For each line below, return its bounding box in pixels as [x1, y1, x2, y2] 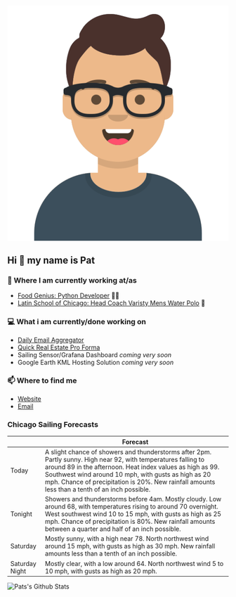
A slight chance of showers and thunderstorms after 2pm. [44, 447, 212, 456]
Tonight [10, 510, 33, 518]
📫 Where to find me [7, 375, 77, 385]
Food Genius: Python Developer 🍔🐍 [17, 291, 120, 300]
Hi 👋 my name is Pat [7, 254, 96, 266]
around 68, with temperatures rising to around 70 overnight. [44, 502, 219, 511]
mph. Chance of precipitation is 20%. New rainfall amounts [44, 477, 216, 486]
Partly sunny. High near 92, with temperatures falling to [44, 455, 205, 463]
